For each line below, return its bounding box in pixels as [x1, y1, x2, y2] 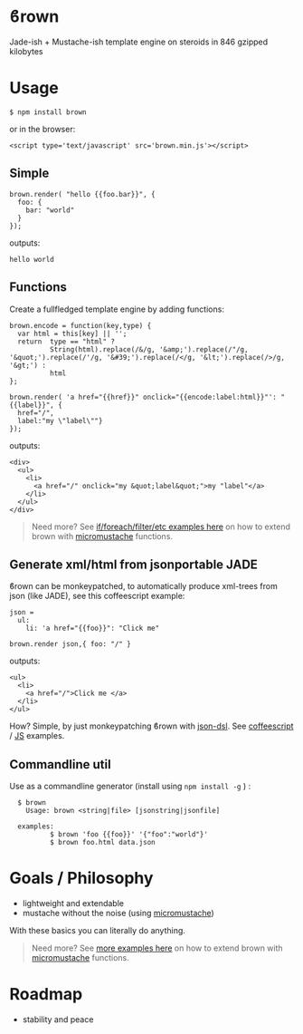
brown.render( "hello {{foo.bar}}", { [9, 189, 156, 198]
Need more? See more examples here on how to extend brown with [31, 942, 283, 953]
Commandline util [9, 757, 111, 772]
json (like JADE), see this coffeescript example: [9, 591, 185, 602]
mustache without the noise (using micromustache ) [22, 908, 214, 919]
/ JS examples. [9, 730, 65, 741]
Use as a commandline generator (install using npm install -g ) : [9, 781, 251, 792]
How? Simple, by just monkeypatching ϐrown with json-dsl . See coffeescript [9, 720, 294, 731]
